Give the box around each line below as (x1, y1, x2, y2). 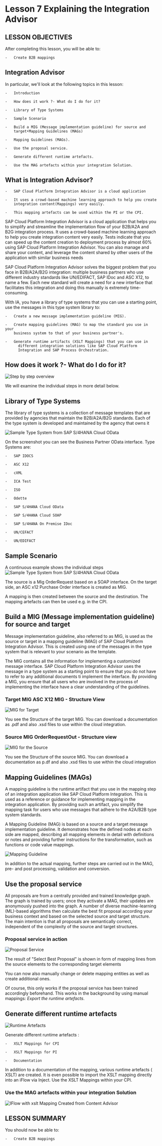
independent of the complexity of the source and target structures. (5, 924, 138, 930)
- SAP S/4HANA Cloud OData (5, 504, 64, 510)
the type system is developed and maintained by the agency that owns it (5, 420, 149, 426)
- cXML (5, 470, 23, 476)
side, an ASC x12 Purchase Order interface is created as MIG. (5, 584, 127, 590)
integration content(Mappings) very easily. (14, 201, 105, 207)
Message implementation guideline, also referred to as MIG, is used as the (5, 633, 153, 639)
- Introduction (5, 91, 40, 96)
